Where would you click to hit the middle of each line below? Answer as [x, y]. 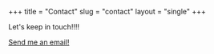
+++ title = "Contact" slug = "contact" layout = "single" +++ [107, 12]
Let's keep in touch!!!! [44, 27]
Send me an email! [39, 42]
